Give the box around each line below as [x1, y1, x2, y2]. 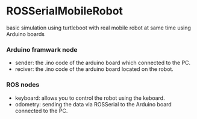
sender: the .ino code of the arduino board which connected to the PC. [14, 59, 191, 67]
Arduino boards [6, 30, 45, 37]
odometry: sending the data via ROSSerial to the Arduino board [14, 100, 172, 108]
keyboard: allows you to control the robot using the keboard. [14, 94, 165, 102]
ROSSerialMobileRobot [6, 4, 124, 18]
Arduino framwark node [6, 45, 78, 53]
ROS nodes [6, 81, 40, 89]
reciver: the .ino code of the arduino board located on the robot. [14, 66, 174, 73]
